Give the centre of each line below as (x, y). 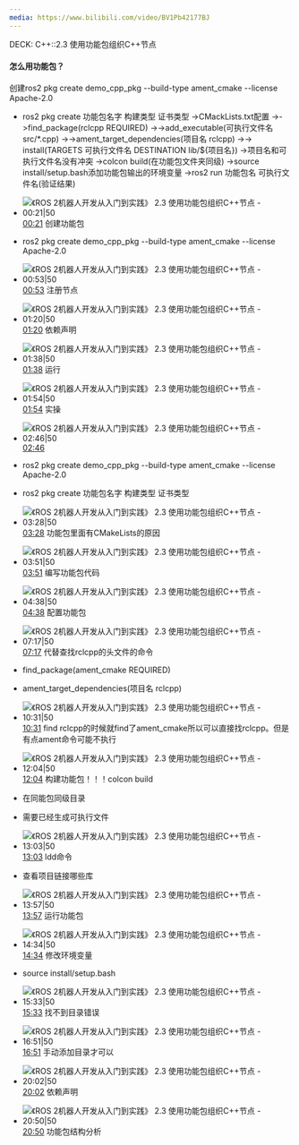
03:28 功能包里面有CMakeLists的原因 (91, 533)
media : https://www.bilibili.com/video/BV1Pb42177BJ (110, 17)
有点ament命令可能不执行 (69, 739)
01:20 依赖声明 (49, 329)
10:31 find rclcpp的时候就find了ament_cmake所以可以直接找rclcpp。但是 (155, 728)
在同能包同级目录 (54, 798)
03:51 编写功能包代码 (61, 572)
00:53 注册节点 (50, 290)
